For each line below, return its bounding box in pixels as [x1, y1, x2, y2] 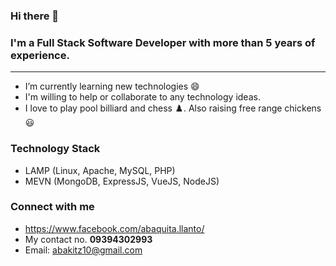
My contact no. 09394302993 [24, 233, 153, 245]
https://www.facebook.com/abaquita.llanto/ [24, 222, 205, 234]
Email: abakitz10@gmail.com [24, 244, 143, 256]
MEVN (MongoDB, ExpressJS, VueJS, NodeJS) [24, 175, 220, 187]
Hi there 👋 [10, 9, 60, 23]
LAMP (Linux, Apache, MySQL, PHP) [24, 164, 176, 176]
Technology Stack [10, 142, 101, 156]
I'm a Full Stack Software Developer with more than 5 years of [10, 35, 316, 49]
